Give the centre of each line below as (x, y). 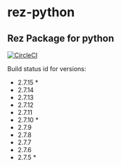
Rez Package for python (61, 38)
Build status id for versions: (47, 69)
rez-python (41, 12)
